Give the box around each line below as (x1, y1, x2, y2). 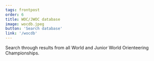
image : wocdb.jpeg (5, 21, 44, 27)
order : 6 (5, 12, 24, 17)
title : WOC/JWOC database (5, 17, 60, 22)
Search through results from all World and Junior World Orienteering (5, 45, 149, 50)
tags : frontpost (5, 7, 40, 13)
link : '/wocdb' (5, 31, 38, 36)
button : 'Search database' (5, 26, 63, 31)
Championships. (5, 50, 40, 56)
